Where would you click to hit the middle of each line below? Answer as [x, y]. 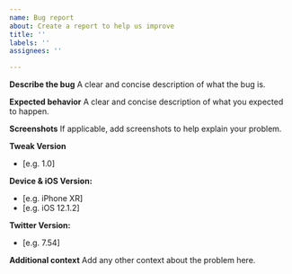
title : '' [28, 34]
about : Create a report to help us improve [92, 26]
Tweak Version [38, 146]
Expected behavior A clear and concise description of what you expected [146, 102]
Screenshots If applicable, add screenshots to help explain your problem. [146, 129]
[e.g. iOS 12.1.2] [51, 208]
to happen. [29, 111]
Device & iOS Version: [51, 181]
